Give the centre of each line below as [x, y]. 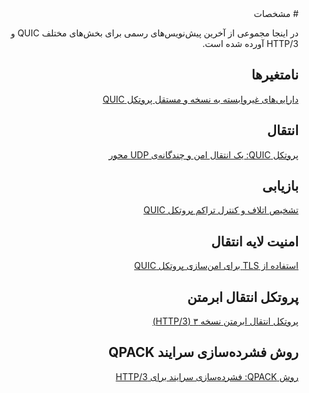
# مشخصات [276, 13]
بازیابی [280, 186]
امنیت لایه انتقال [255, 241]
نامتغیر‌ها [275, 75]
